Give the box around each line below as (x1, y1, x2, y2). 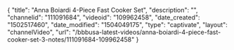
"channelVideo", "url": (7, 28, 72, 36)
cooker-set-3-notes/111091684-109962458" (7, 35, 135, 44)
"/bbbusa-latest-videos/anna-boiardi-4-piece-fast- (72, 28, 221, 36)
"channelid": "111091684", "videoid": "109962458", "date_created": (7, 13, 200, 22)
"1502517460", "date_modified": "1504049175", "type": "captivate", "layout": (7, 21, 228, 28)
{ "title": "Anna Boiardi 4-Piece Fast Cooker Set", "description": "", (7, 6, 198, 14)
